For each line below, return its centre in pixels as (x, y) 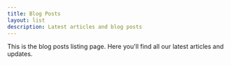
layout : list (26, 20)
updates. (20, 54)
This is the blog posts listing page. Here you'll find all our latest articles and (115, 47)
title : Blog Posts (34, 14)
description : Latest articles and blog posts (75, 27)
